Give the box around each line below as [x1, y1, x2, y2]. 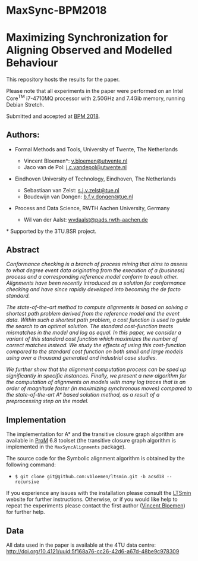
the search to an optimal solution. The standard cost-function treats [6, 323, 174, 330]
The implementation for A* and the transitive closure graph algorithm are [6, 431, 184, 438]
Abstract [6, 245, 40, 255]
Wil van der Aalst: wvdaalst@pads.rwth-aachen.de [23, 216, 148, 223]
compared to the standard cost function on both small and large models [6, 348, 183, 355]
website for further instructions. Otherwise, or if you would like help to [6, 495, 178, 503]
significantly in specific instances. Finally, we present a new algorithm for [6, 372, 187, 379]
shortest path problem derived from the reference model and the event [6, 310, 180, 317]
